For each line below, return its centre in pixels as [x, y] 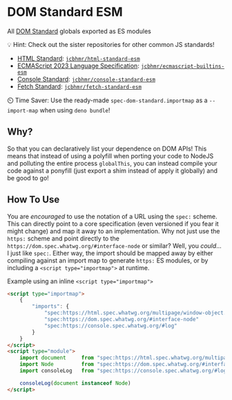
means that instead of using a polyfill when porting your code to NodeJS [110, 155]
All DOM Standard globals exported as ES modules [79, 31]
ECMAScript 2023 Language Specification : [78, 66]
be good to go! [28, 178]
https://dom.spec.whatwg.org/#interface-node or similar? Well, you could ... [115, 245]
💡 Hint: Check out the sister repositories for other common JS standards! [111, 44]
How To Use [33, 200]
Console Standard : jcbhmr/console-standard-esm [86, 79]
